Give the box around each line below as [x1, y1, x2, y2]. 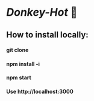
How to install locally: [6, 30, 89, 40]
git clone [6, 47, 29, 54]
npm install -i [6, 60, 40, 67]
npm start [6, 74, 31, 81]
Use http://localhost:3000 [6, 88, 74, 95]
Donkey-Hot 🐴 [6, 5, 78, 19]
